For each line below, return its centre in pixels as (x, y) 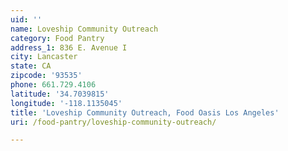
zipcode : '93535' (46, 76)
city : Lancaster (44, 57)
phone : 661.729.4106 (53, 85)
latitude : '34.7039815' (60, 94)
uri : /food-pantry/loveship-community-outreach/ (113, 122)
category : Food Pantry (57, 38)
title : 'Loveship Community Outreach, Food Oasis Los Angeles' (145, 112)
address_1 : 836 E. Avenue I (69, 47)
